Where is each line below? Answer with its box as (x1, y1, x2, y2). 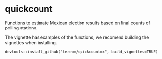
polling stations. (5, 25, 38, 30)
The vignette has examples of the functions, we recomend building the (5, 34, 149, 40)
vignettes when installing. (5, 39, 57, 45)
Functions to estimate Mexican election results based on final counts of (5, 20, 151, 26)
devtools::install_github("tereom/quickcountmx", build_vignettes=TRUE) (5, 49, 158, 54)
